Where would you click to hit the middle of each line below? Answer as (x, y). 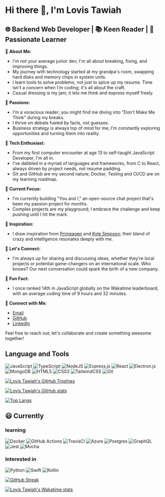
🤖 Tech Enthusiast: (25, 143)
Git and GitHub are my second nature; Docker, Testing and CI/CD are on (86, 174)
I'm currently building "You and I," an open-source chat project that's (83, 198)
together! (14, 338)
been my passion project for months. (50, 204)
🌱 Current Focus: (23, 189)
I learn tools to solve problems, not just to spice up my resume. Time (82, 82)
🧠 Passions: (18, 102)
